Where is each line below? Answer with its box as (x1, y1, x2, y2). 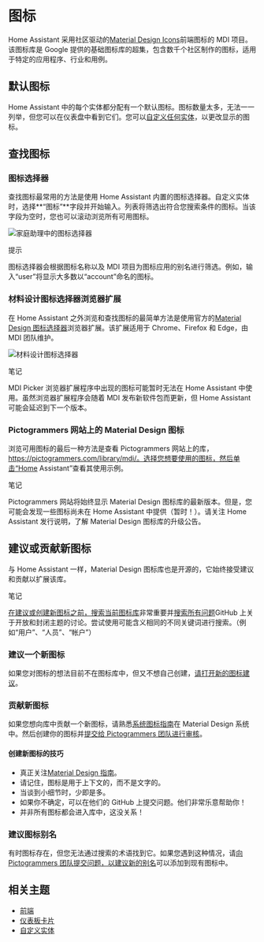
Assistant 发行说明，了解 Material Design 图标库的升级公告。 (8, 517, 206, 527)
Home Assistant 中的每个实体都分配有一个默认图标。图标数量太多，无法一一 (8, 102, 255, 111)
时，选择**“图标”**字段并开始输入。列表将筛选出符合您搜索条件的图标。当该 (8, 202, 256, 211)
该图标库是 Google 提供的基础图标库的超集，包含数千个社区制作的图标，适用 (8, 44, 257, 54)
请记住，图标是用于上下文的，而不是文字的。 (19, 777, 165, 787)
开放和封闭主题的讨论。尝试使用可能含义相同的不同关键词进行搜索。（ (14, 617, 240, 627)
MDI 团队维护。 (8, 333, 58, 342)
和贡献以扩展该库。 (8, 574, 71, 583)
